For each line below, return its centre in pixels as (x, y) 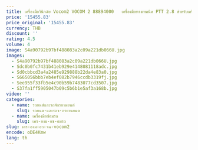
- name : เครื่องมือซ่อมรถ (35, 116)
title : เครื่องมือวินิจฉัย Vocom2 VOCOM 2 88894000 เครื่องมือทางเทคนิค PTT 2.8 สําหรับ (97, 12)
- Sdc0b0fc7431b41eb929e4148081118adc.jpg (64, 66)
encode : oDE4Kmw (26, 133)
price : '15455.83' (29, 17)
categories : (21, 99)
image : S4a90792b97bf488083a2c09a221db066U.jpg (66, 50)
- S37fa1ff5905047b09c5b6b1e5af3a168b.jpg (64, 89)
